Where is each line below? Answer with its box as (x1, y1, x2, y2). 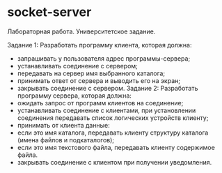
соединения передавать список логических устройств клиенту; (17, 113, 209, 122)
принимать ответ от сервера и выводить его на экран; (17, 76, 181, 84)
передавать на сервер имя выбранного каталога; (17, 69, 166, 77)
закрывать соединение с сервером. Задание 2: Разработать (17, 84, 198, 92)
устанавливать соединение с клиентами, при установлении (17, 106, 196, 114)
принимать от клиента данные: (17, 121, 110, 129)
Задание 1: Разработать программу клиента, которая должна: (7, 40, 192, 49)
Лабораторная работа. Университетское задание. (7, 27, 156, 36)
